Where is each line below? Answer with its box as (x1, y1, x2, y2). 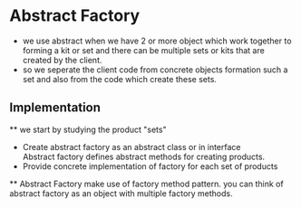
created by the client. (22, 54, 102, 65)
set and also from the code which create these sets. (22, 73, 218, 84)
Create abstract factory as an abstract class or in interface (22, 141, 241, 152)
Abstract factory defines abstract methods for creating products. (22, 151, 266, 162)
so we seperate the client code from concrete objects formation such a (22, 64, 288, 75)
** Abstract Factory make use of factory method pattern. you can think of (9, 178, 284, 189)
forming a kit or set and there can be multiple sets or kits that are (22, 44, 265, 55)
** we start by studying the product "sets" (9, 124, 167, 135)
